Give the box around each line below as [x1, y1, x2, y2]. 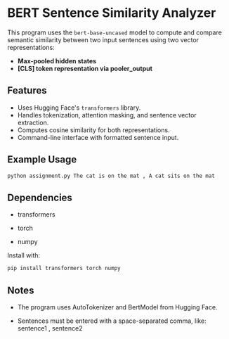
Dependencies [7, 191, 72, 203]
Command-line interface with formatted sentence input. [17, 133, 179, 141]
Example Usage [7, 153, 77, 166]
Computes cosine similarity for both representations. [17, 125, 170, 134]
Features [7, 84, 47, 96]
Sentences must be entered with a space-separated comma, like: [17, 316, 207, 325]
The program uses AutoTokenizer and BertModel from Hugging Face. [17, 302, 218, 311]
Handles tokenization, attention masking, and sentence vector [17, 110, 197, 119]
